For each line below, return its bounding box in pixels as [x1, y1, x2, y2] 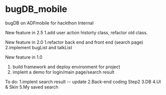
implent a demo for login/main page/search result [12, 69, 114, 75]
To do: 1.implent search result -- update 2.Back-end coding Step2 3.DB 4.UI [5, 79, 161, 85]
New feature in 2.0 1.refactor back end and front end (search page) [5, 39, 143, 45]
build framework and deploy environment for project [12, 64, 120, 70]
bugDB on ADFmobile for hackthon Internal [5, 20, 94, 26]
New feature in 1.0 [5, 54, 42, 60]
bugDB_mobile [5, 3, 67, 15]
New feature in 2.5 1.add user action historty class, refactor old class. [5, 29, 148, 35]
